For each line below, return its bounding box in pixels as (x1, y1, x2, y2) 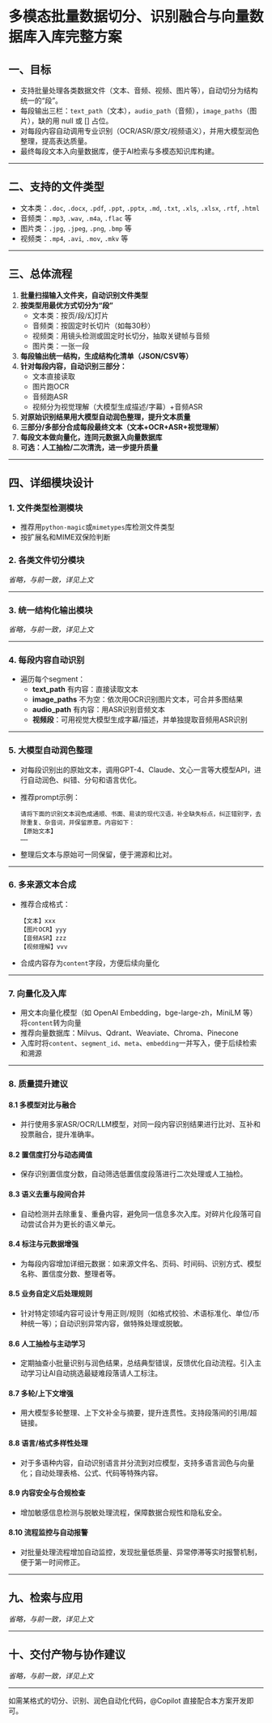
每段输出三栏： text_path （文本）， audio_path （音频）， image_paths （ (19, 106, 250, 115)
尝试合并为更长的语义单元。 (27, 1218, 120, 1229)
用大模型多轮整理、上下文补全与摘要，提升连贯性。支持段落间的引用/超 (19, 1408, 257, 1418)
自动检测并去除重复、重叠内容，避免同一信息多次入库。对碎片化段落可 (19, 1209, 255, 1218)
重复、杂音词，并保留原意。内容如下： (26, 819, 135, 827)
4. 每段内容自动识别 (8, 654, 85, 665)
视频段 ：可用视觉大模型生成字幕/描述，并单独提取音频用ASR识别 (32, 715, 249, 724)
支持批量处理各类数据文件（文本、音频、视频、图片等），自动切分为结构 (19, 86, 258, 95)
